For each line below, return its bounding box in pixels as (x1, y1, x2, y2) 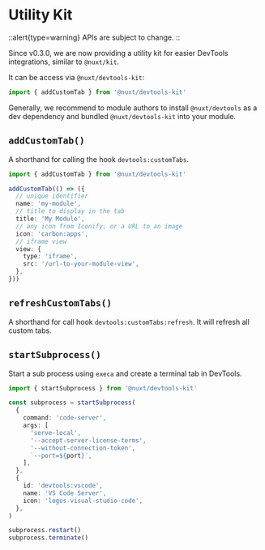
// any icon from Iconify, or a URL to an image (15, 222, 183, 230)
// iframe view (15, 237, 67, 245)
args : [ (23, 421, 49, 429)
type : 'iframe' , (23, 253, 79, 261)
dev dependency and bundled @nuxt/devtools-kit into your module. (8, 111, 237, 121)
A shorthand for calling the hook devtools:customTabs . (8, 154, 189, 164)
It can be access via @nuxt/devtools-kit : (8, 72, 145, 82)
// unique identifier (15, 192, 89, 200)
